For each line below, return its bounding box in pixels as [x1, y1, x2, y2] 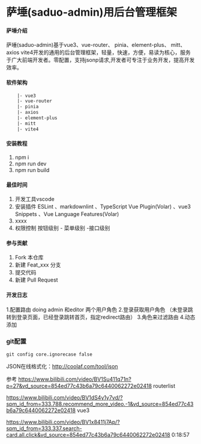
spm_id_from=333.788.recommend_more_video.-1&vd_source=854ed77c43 [6, 400, 194, 407]
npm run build [14, 166, 50, 173]
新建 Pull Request [14, 276, 58, 283]
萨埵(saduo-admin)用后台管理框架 [6, 5, 177, 19]
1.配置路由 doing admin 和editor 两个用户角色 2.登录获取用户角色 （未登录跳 [6, 306, 193, 313]
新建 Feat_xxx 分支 [14, 261, 61, 268]
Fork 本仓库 [14, 254, 44, 261]
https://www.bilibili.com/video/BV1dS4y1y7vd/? [6, 393, 123, 401]
